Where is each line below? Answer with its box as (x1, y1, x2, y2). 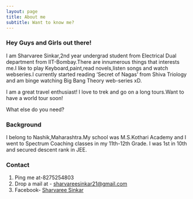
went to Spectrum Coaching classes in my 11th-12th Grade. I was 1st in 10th (6, 140, 187, 147)
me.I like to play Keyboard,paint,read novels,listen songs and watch (6, 64, 168, 71)
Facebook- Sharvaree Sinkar (14, 187, 84, 194)
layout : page (6, 8, 38, 15)
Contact (6, 160, 30, 169)
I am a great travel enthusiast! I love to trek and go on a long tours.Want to (6, 88, 184, 95)
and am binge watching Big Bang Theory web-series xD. (6, 77, 142, 84)
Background (6, 121, 42, 129)
